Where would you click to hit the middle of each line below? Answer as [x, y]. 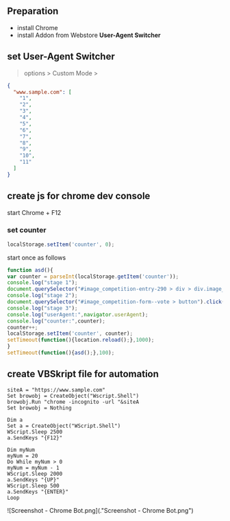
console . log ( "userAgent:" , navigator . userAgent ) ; [78, 314]
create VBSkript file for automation [83, 374]
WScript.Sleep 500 [33, 485]
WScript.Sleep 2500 [35, 432]
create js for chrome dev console [79, 196]
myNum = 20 [23, 456]
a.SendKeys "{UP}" [33, 480]
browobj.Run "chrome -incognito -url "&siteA [73, 402]
